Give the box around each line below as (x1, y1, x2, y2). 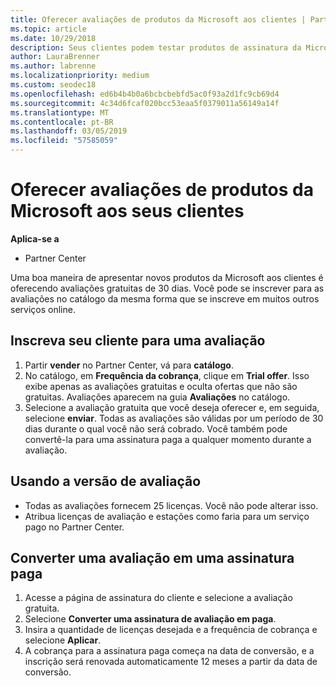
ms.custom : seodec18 (10, 80, 97, 90)
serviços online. (10, 303, 76, 315)
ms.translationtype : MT (10, 107, 110, 118)
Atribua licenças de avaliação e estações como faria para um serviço (24, 510, 310, 522)
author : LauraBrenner (10, 52, 101, 62)
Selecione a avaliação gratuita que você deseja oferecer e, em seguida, (24, 401, 320, 413)
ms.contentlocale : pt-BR (10, 117, 114, 127)
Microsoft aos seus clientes (10, 200, 245, 223)
